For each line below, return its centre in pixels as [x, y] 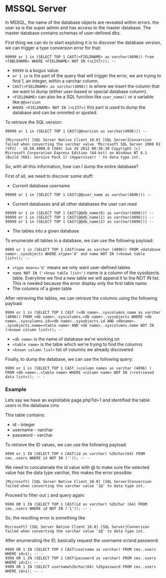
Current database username [41, 185]
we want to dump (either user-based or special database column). [80, 91]
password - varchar [32, 435]
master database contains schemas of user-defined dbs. [63, 33]
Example [16, 389]
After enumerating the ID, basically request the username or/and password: [82, 540]
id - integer [24, 425]
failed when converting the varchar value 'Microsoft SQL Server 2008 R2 [83, 144]
